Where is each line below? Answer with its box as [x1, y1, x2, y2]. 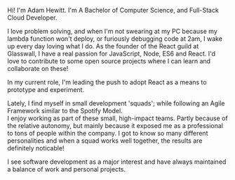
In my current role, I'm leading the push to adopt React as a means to [7, 78, 207, 86]
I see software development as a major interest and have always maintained [7, 157, 227, 166]
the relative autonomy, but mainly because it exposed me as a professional [7, 122, 223, 129]
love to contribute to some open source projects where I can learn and [7, 57, 211, 65]
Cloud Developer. [7, 13, 58, 22]
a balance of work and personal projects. [7, 165, 126, 173]
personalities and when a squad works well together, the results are [7, 136, 203, 145]
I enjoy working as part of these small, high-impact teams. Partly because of [7, 114, 228, 122]
